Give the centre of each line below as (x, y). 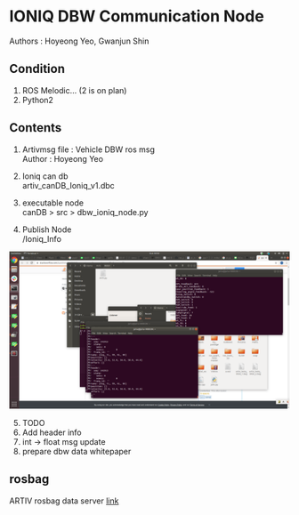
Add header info (52, 432)
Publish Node (47, 229)
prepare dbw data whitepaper (77, 452)
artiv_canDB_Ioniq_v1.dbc (69, 185)
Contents (36, 128)
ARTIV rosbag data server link (64, 501)
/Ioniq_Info (42, 238)
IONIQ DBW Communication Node (137, 16)
